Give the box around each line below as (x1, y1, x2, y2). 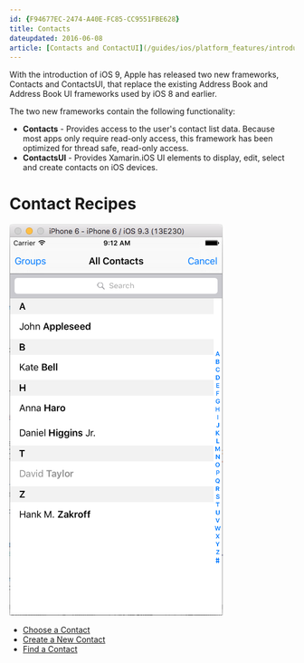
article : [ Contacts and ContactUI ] (9, 43, 144, 53)
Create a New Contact (22, 634, 106, 645)
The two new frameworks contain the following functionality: (9, 106, 236, 117)
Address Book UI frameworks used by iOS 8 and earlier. (9, 89, 217, 100)
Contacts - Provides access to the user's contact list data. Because (22, 123, 276, 135)
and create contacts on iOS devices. (22, 162, 158, 173)
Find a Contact (22, 644, 79, 655)
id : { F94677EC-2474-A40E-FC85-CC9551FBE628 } (9, 14, 180, 24)
